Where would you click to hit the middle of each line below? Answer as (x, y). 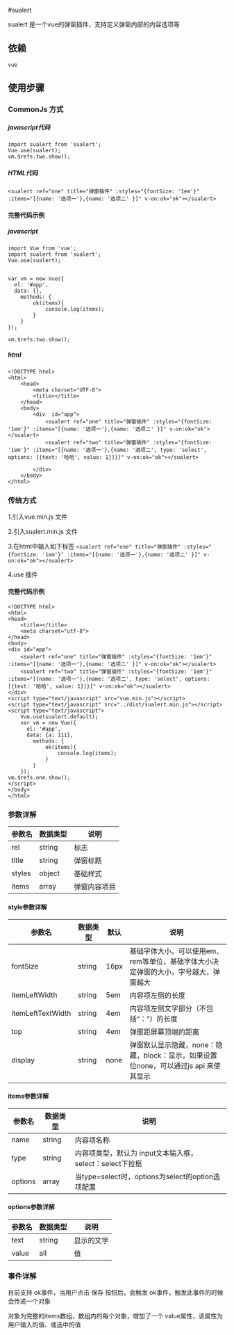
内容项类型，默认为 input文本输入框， (136, 1153)
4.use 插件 (23, 574)
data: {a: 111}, (50, 735)
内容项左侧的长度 (158, 995)
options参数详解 (31, 1207)
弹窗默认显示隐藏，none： (173, 1044)
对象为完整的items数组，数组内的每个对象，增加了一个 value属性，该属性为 (116, 1316)
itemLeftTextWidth (41, 1013)
